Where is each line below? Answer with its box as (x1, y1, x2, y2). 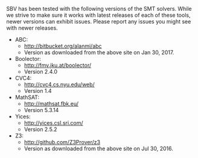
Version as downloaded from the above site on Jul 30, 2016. (24, 145, 173, 152)
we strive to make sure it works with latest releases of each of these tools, (6, 11, 191, 19)
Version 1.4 (24, 87, 53, 94)
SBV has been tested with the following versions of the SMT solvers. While (6, 5, 192, 12)
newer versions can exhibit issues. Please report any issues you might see (6, 18, 191, 25)
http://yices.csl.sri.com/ (24, 119, 83, 126)
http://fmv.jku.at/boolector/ (24, 62, 92, 69)
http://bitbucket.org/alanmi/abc (24, 42, 102, 49)
